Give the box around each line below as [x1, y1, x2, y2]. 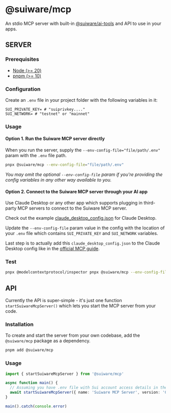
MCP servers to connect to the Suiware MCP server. [17, 205, 127, 212]
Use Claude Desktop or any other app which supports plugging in [5, 200, 142, 206]
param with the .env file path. [5, 153, 67, 159]
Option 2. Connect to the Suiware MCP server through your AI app [5, 188, 148, 194]
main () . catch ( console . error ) [5, 403, 67, 409]
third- [143, 200, 156, 206]
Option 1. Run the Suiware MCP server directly [5, 136, 105, 142]
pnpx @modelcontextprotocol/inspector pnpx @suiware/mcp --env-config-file [5, 270, 169, 275]
